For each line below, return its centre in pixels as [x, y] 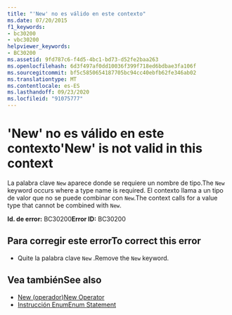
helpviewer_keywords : [39, 46]
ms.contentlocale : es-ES [44, 86]
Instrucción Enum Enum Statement [67, 304]
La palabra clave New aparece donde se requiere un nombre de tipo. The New [116, 183]
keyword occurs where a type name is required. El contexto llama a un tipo [115, 190]
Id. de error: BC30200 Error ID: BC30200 [67, 219]
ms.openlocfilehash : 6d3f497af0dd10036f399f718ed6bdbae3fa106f [102, 66]
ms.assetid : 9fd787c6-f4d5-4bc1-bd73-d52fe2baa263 [83, 60]
